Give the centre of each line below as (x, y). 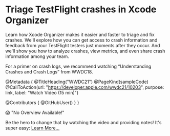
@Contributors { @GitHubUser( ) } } (42, 102)
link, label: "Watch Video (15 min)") (42, 92)
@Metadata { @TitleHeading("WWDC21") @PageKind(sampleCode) (77, 82)
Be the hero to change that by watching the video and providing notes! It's (83, 122)
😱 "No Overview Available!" (35, 112)
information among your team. (37, 56)
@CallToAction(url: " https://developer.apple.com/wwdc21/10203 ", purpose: (85, 87)
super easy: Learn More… (33, 128)
